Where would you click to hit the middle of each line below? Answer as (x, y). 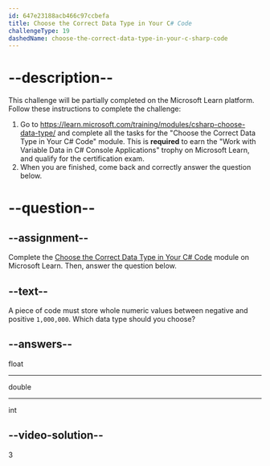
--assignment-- (49, 238)
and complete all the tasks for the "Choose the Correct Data (156, 133)
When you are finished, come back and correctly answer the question (135, 167)
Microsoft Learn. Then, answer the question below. (92, 266)
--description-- (61, 78)
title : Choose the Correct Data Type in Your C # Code (100, 23)
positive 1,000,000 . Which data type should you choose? (102, 319)
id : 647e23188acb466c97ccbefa (59, 16)
